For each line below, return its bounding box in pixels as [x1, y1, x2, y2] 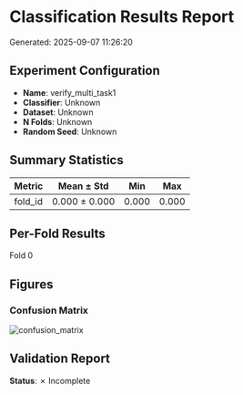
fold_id [14, 194, 44, 207]
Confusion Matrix [9, 304, 89, 317]
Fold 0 [9, 250, 34, 261]
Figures [9, 276, 54, 292]
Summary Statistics [9, 152, 125, 168]
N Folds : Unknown [22, 116, 93, 127]
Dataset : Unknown [22, 107, 94, 118]
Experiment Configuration [9, 63, 161, 78]
